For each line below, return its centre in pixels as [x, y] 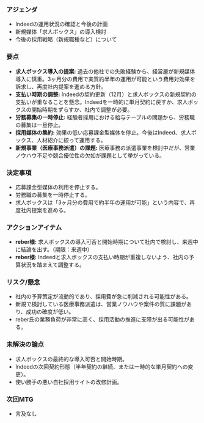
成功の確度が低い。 [50, 312]
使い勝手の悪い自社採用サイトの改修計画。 [69, 382]
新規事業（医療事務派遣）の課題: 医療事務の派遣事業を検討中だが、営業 [105, 147]
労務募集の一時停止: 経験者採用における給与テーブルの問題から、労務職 [105, 117]
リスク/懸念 [24, 282]
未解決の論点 [25, 345]
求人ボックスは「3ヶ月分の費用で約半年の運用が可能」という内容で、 [102, 202]
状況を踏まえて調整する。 [53, 265]
